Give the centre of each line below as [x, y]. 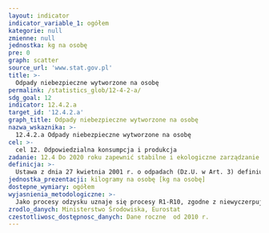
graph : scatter [34, 61]
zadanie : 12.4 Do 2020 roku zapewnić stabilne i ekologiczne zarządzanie [134, 157]
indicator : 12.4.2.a [43, 105]
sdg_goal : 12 [30, 98]
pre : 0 [19, 53]
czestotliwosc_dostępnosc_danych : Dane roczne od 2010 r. [109, 217]
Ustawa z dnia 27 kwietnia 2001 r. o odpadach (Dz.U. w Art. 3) [125, 172]
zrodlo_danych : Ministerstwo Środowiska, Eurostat [94, 209]
